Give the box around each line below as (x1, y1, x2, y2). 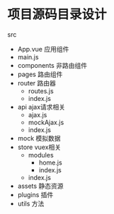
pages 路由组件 (17, 70, 63, 78)
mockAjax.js (28, 118, 64, 126)
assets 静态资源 (17, 182, 64, 190)
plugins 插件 (17, 190, 54, 198)
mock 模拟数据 (17, 133, 62, 142)
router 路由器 (17, 78, 57, 87)
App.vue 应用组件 (17, 44, 69, 53)
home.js (38, 158, 62, 167)
